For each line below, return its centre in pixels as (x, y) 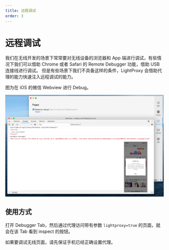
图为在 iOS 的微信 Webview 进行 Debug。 (48, 88)
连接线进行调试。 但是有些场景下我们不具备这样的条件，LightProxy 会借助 (81, 71)
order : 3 (14, 16)
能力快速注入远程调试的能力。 (45, 77)
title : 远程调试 (21, 11)
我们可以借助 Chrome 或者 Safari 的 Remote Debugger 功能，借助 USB (87, 64)
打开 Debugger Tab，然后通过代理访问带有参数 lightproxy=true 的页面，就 (83, 225)
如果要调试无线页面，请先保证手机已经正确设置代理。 (60, 242)
